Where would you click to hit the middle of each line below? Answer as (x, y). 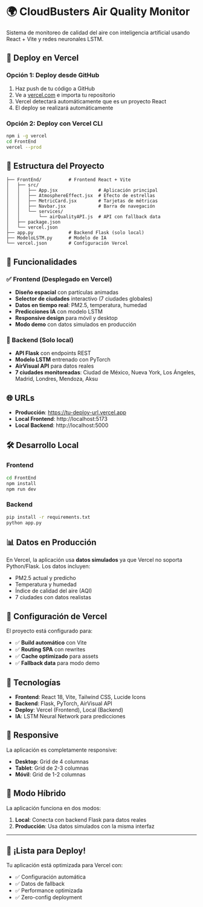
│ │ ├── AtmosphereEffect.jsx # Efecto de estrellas (81, 196)
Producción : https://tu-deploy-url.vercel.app (71, 412)
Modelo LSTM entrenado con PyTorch (63, 360)
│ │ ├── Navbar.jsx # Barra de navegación (81, 206)
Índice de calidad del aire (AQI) (53, 591)
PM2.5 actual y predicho (46, 578)
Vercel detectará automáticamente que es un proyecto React (91, 101)
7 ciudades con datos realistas (53, 597)
